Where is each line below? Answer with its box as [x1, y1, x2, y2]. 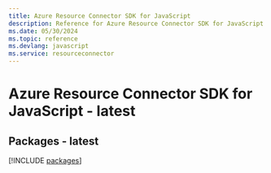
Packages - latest [8, 134, 99, 148]
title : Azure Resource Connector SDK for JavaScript [8, 11, 191, 20]
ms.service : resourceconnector [8, 50, 115, 58]
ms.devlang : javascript [8, 42, 90, 50]
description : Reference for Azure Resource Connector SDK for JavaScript [8, 19, 264, 28]
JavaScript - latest [8, 102, 136, 120]
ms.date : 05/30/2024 [8, 27, 79, 35]
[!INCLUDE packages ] [8, 156, 82, 165]
